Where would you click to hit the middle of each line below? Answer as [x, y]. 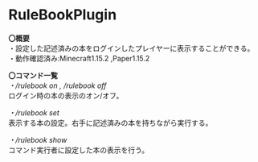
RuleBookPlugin [63, 15]
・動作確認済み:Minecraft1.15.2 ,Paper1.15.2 [79, 58]
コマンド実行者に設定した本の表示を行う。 [79, 150]
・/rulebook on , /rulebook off [57, 85]
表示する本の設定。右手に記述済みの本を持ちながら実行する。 [111, 123]
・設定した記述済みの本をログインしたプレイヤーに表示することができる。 [131, 48]
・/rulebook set [34, 112]
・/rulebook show [38, 139]
